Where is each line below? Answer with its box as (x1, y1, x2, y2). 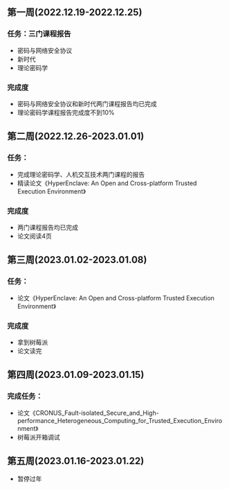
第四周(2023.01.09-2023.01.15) (7, 369, 145, 381)
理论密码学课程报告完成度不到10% (17, 108, 116, 117)
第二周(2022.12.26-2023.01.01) (7, 130, 145, 142)
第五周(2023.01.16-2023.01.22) (7, 455, 145, 467)
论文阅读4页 (17, 232, 52, 240)
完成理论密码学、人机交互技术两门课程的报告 (17, 170, 145, 178)
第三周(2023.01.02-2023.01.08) (7, 254, 147, 266)
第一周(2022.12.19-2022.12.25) (7, 6, 143, 19)
